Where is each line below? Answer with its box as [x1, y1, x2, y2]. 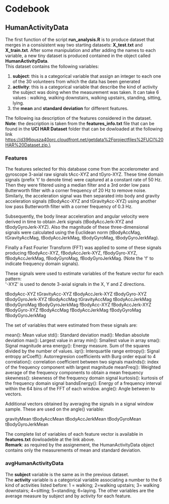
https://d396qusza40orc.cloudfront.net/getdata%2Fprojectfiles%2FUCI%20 [5, 137, 164, 142]
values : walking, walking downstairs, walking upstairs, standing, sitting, [12, 94, 162, 100]
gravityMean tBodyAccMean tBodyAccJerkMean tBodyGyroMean [5, 416, 142, 422]
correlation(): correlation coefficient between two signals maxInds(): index [5, 359, 159, 365]
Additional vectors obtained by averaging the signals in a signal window [5, 401, 154, 407]
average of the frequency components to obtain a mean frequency [5, 370, 143, 376]
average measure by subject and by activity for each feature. [5, 493, 132, 499]
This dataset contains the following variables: [5, 64, 99, 69]
